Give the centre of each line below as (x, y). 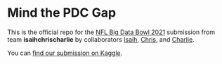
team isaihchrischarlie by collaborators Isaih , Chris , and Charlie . (101, 39)
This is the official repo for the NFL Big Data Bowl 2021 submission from (111, 32)
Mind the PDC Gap (62, 13)
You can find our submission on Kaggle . (65, 53)
